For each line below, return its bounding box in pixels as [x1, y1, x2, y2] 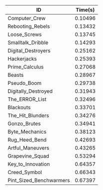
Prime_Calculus [7, 63, 44, 70]
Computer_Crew [7, 15, 46, 21]
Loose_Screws [7, 31, 42, 38]
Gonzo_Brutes [7, 120, 41, 127]
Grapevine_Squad [7, 153, 50, 159]
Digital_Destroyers [7, 47, 51, 54]
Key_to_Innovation [7, 161, 50, 168]
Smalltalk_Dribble [7, 39, 49, 46]
